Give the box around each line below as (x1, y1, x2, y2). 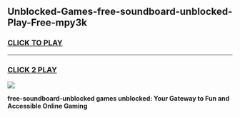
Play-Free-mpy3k (7, 17, 87, 29)
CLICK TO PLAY (7, 38, 63, 48)
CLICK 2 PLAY (7, 65, 57, 74)
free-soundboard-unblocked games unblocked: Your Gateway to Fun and (7, 94, 230, 102)
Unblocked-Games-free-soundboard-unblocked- (7, 6, 233, 18)
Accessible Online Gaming (7, 101, 88, 110)
